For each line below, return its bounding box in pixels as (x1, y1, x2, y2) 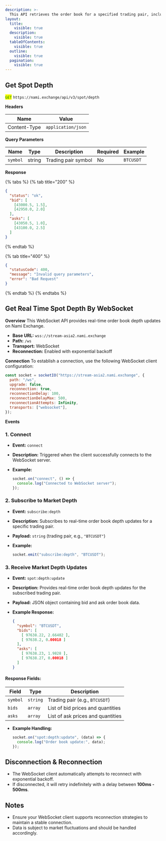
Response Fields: (5, 675, 41, 681)
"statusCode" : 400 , (9, 267, 50, 273)
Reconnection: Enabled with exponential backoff (12, 348, 113, 354)
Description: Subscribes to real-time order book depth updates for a (12, 518, 152, 524)
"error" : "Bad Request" (9, 277, 58, 281)
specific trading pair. (12, 523, 54, 529)
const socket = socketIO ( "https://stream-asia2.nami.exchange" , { (5, 373, 145, 378)
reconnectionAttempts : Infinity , (9, 400, 79, 405)
